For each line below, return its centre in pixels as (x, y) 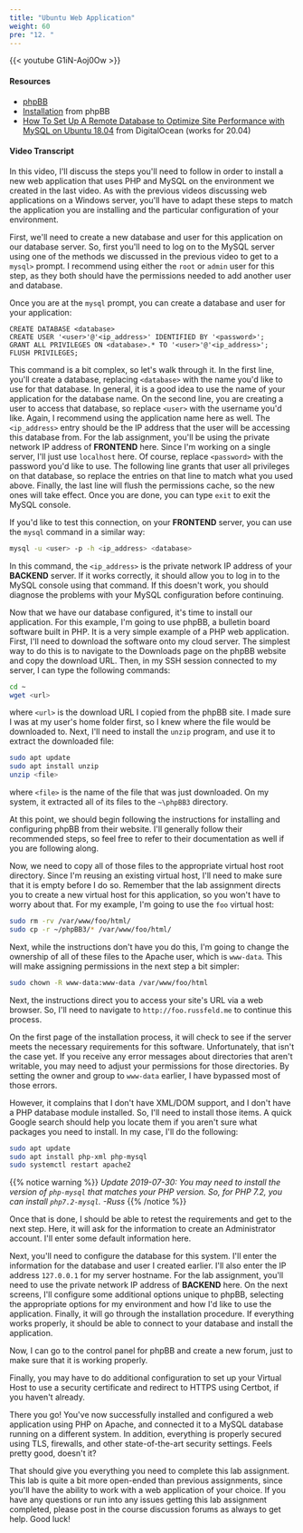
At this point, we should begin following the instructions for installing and (145, 820)
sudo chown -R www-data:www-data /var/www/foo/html (109, 982)
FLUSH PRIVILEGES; (44, 353)
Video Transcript (42, 151)
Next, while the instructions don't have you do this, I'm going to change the (149, 947)
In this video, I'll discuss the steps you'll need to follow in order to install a (147, 171)
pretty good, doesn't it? (53, 1453)
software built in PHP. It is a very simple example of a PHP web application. (149, 631)
